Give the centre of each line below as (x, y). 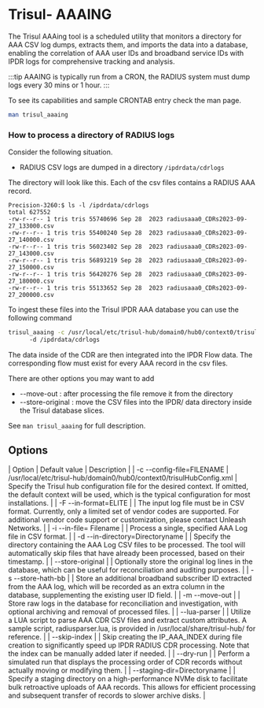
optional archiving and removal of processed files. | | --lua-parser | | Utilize (130, 611)
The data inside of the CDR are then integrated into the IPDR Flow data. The (130, 354)
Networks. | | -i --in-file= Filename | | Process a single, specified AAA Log (128, 528)
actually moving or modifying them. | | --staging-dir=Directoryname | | (122, 670)
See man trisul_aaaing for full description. (77, 425)
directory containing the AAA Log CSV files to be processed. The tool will (127, 544)
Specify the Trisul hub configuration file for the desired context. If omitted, (128, 486)
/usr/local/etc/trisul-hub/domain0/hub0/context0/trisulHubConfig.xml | (123, 477)
